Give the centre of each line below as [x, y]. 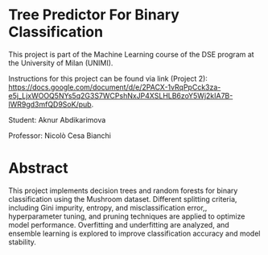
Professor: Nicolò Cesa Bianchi [60, 136]
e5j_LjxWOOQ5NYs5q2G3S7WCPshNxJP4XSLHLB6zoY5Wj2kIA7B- [121, 95]
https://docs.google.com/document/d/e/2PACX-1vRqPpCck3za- [115, 87]
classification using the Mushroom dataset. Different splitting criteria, [123, 199]
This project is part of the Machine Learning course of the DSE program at [132, 54]
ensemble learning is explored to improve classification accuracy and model [134, 233]
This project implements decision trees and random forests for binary [123, 190]
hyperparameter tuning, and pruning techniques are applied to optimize [127, 216]
